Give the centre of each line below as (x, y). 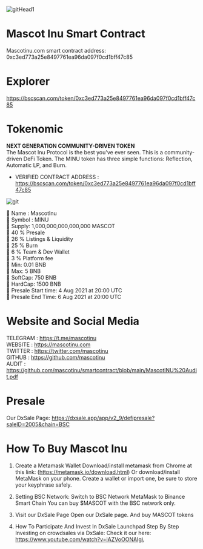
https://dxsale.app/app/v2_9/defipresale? (103, 418)
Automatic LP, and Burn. (36, 165)
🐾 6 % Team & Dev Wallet (38, 252)
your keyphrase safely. (43, 485)
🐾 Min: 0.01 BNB (26, 265)
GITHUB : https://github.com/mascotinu (56, 357)
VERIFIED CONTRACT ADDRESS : (57, 177)
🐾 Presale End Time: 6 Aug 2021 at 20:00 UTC (64, 297)
